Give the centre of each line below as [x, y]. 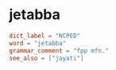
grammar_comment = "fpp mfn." [59, 51]
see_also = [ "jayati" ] [46, 58]
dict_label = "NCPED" [45, 36]
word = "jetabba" [38, 43]
